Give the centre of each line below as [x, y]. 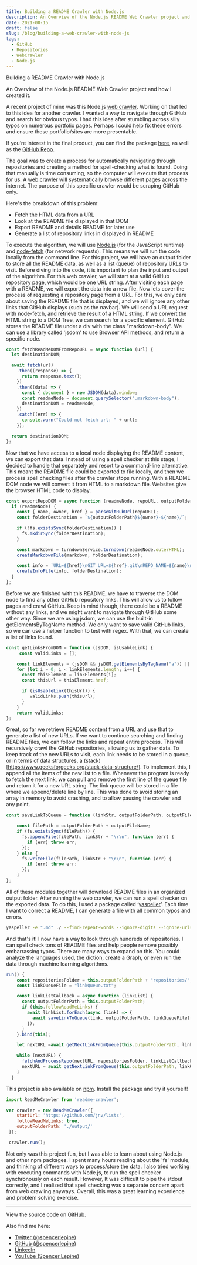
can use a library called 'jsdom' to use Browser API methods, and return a [95, 332]
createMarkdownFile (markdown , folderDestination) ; [80, 555]
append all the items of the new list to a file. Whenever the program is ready [98, 773]
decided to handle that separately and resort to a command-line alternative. [97, 465]
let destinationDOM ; [36, 355]
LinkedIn [25, 1250]
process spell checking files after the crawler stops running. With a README [98, 478]
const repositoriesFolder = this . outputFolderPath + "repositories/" [103, 980]
